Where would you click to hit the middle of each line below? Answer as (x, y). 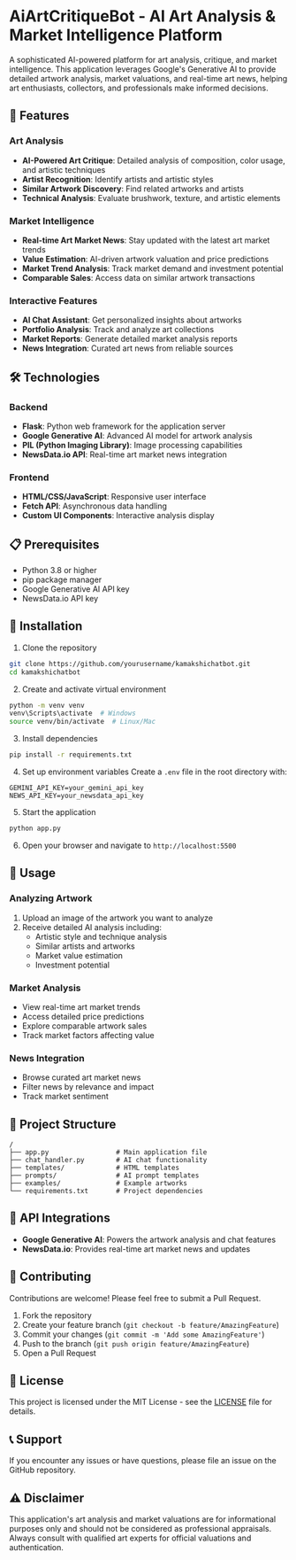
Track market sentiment (65, 1097)
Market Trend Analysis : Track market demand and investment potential (153, 268)
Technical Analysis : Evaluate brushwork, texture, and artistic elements (151, 198)
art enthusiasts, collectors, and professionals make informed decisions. (139, 88)
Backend (29, 407)
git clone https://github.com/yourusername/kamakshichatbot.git (130, 664)
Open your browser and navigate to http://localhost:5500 (129, 845)
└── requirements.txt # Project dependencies (106, 1191)
